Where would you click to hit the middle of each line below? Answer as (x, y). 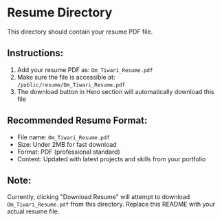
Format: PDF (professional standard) (68, 152)
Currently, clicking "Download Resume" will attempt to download (99, 197)
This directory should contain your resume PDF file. (80, 32)
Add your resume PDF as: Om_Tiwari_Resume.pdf (85, 69)
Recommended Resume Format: (77, 120)
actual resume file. (33, 211)
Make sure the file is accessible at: (66, 77)
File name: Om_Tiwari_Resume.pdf (63, 137)
